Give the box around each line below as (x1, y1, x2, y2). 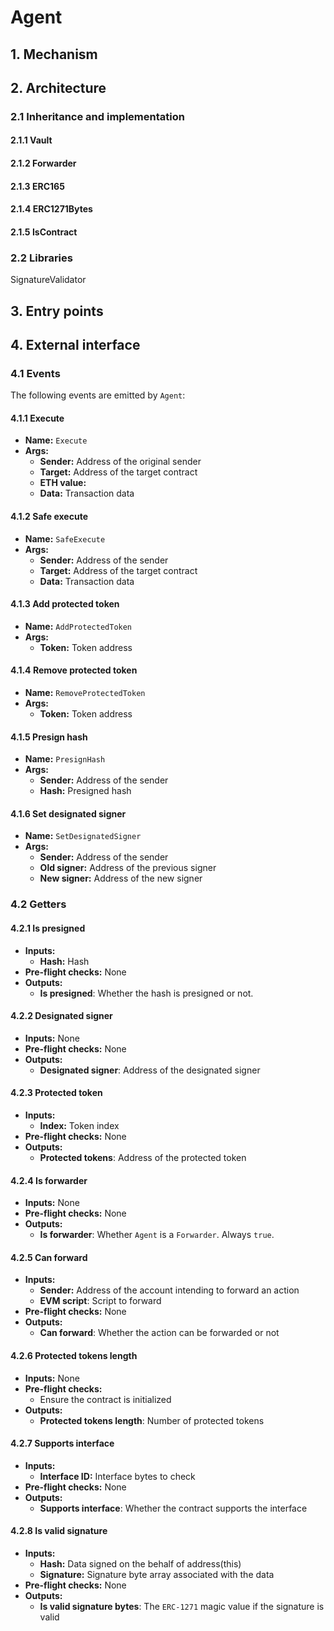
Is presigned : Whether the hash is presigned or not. (39, 987, 254, 999)
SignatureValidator (10, 274, 87, 286)
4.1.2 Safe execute (10, 511, 88, 523)
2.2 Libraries (10, 251, 73, 265)
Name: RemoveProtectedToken (24, 687, 146, 699)
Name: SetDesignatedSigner (24, 830, 142, 842)
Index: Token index (39, 1119, 120, 1131)
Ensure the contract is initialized (39, 1393, 172, 1405)
